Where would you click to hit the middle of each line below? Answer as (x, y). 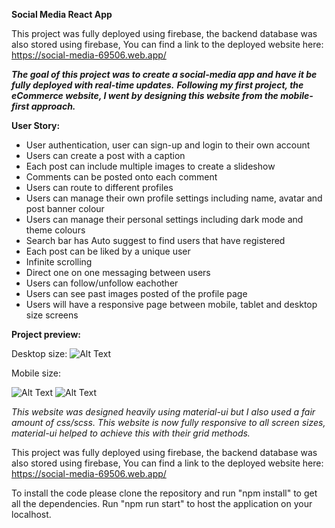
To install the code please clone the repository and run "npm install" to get (164, 493)
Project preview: (46, 334)
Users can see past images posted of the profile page (136, 293)
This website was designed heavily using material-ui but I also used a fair (163, 412)
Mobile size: (36, 373)
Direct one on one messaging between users (118, 272)
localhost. (31, 514)
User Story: (36, 125)
